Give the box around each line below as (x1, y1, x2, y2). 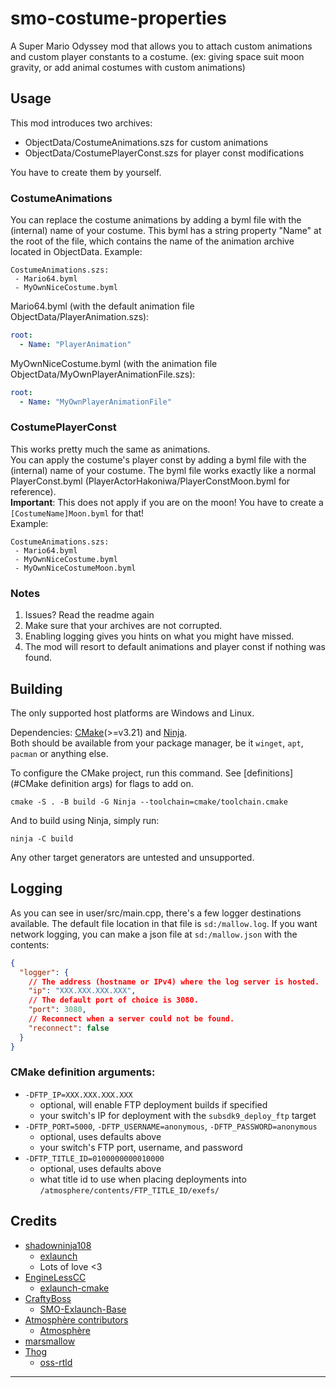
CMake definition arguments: (10, 1065, 156, 1079)
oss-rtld (39, 1356, 73, 1368)
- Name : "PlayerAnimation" (19, 339, 132, 349)
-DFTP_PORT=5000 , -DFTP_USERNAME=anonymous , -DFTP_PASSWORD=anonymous (24, 1120, 318, 1132)
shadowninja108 (24, 1239, 92, 1251)
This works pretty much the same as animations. (10, 443, 211, 455)
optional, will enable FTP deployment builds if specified (39, 1098, 268, 1111)
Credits (10, 1213, 58, 1230)
